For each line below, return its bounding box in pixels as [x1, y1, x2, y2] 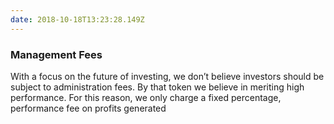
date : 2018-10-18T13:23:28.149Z [10, 14, 145, 25]
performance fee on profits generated [10, 102, 167, 114]
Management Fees [10, 47, 103, 61]
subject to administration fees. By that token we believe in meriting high [10, 81, 305, 93]
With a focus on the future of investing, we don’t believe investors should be [10, 70, 325, 82]
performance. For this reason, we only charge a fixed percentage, [10, 91, 282, 103]
